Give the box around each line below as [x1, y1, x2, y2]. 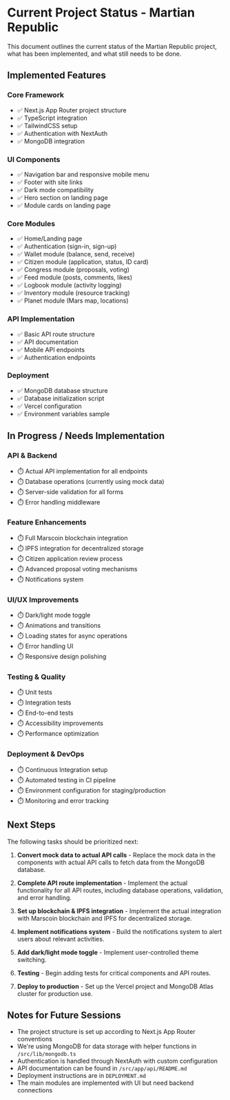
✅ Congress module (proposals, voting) [17, 265, 129, 274]
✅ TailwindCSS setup [17, 121, 78, 130]
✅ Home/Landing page [17, 234, 83, 243]
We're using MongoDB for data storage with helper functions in [17, 1042, 197, 1050]
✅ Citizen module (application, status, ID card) [17, 258, 149, 266]
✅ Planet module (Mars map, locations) [17, 296, 129, 305]
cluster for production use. [17, 989, 93, 997]
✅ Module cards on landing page [17, 201, 112, 210]
